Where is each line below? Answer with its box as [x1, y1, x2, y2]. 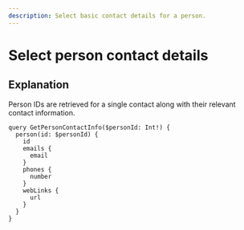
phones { [22, 165, 52, 173]
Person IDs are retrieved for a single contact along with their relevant [8, 99, 236, 109]
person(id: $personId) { [15, 130, 99, 139]
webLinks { [22, 186, 59, 195]
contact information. [8, 107, 75, 117]
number [29, 172, 52, 180]
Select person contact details [8, 46, 209, 64]
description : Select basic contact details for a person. [8, 11, 206, 20]
